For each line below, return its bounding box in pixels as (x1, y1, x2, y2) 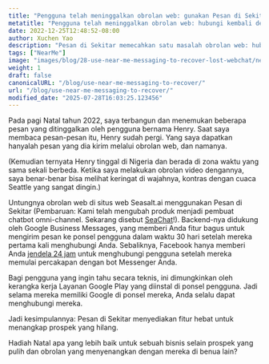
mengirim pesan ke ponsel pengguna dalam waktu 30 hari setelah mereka (8, 232, 252, 241)
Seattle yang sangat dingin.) (8, 182, 102, 192)
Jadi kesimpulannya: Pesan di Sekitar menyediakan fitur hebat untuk (8, 314, 234, 324)
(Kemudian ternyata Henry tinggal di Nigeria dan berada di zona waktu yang (8, 157, 259, 167)
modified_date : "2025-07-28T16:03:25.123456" (8, 94, 163, 102)
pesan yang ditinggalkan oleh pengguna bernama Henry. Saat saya (8, 124, 230, 134)
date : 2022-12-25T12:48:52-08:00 (8, 26, 120, 34)
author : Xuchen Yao (8, 34, 74, 42)
